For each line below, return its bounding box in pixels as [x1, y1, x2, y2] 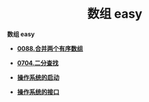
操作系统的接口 [16, 88, 59, 96]
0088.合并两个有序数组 [16, 44, 83, 52]
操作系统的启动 [16, 73, 59, 82]
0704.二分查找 [16, 58, 59, 67]
